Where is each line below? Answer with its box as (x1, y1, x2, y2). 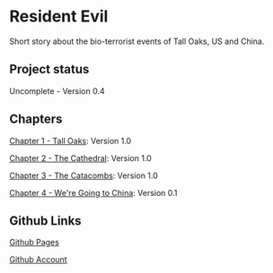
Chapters (9, 112, 63, 127)
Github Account (9, 254, 67, 265)
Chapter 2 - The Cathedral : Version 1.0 (9, 152, 153, 163)
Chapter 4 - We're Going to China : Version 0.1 (9, 187, 178, 198)
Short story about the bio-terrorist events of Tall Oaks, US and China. (9, 36, 265, 47)
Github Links (9, 213, 83, 228)
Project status (9, 62, 90, 77)
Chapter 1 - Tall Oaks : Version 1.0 (9, 135, 132, 146)
